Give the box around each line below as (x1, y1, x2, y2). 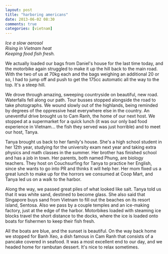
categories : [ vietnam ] (5, 26, 53, 31)
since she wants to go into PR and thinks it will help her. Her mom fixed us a (5, 166, 161, 172)
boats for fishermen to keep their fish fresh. (5, 218, 95, 224)
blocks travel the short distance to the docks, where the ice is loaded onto (5, 213, 158, 219)
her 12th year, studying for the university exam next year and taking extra (5, 144, 156, 150)
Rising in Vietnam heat (5, 45, 52, 51)
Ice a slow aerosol (5, 40, 43, 46)
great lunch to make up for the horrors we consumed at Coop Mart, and (5, 171, 153, 177)
